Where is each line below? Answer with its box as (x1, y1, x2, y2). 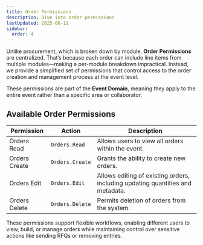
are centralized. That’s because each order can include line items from (6, 54, 182, 61)
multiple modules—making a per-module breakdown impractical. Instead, (6, 61, 189, 68)
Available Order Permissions (6, 109, 116, 119)
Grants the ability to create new (97, 154, 186, 163)
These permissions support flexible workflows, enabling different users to (6, 219, 190, 226)
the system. (97, 203, 130, 212)
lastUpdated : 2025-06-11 (6, 20, 69, 26)
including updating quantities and (97, 179, 192, 187)
